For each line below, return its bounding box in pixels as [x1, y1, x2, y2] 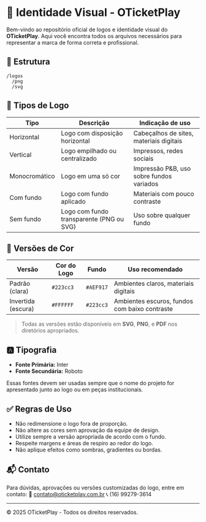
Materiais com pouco [133, 190, 194, 198]
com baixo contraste [113, 305, 174, 313]
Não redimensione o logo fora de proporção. [15, 420, 128, 427]
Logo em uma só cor [61, 172, 121, 180]
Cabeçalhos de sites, [133, 129, 194, 137]
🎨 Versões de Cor [6, 243, 74, 253]
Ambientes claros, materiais [113, 279, 194, 288]
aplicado [61, 197, 86, 205]
